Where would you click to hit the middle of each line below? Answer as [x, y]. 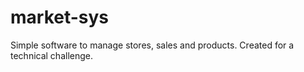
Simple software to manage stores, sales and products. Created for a [152, 45]
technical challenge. [52, 55]
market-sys [60, 17]
